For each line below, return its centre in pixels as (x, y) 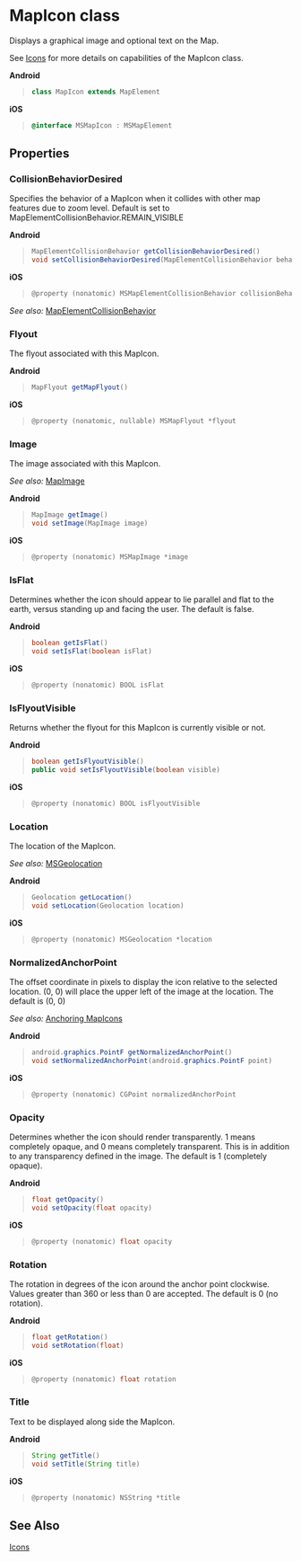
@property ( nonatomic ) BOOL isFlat (98, 685)
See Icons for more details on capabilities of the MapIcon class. (126, 58)
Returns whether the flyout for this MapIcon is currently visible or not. (138, 728)
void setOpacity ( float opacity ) (91, 1208)
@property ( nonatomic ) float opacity (102, 1241)
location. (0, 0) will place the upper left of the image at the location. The (142, 992)
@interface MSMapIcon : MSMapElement (102, 125)
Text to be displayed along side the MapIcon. (92, 1422)
